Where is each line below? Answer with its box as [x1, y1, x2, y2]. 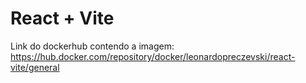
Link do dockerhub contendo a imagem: [10, 40, 175, 52]
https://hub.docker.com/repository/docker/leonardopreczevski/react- [10, 50, 296, 62]
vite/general [10, 61, 60, 73]
